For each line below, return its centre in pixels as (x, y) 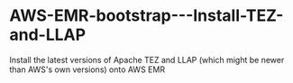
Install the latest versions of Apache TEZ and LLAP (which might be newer (147, 60)
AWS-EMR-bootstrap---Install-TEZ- (146, 16)
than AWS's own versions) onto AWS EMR (87, 69)
